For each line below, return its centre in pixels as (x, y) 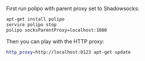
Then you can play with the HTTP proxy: (55, 41)
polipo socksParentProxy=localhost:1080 (57, 30)
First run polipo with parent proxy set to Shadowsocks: (73, 9)
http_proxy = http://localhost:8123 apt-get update (69, 52)
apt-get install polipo (36, 19)
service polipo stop (32, 25)
